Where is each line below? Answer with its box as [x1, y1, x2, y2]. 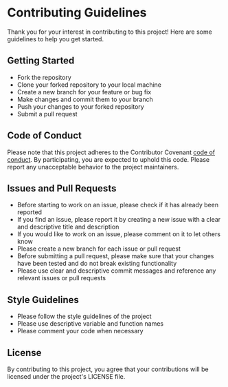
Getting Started [7, 55, 75, 67]
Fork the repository [16, 73, 72, 81]
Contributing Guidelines [7, 5, 147, 21]
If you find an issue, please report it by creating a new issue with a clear [16, 216, 221, 224]
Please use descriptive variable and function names [16, 320, 163, 328]
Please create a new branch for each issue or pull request [16, 244, 181, 253]
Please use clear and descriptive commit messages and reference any [16, 266, 216, 275]
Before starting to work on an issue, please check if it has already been [16, 201, 218, 209]
